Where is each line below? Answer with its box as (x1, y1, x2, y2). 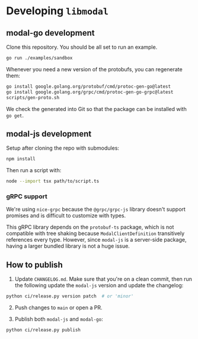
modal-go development (6, 28, 95, 38)
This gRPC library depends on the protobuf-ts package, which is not (6, 224, 174, 231)
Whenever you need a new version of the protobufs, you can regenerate (6, 65, 183, 72)
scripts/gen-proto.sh (6, 94, 60, 100)
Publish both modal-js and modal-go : (14, 316, 103, 323)
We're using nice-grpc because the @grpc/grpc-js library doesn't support (6, 206, 186, 213)
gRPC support (6, 192, 47, 200)
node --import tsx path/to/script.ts (6, 178, 100, 185)
